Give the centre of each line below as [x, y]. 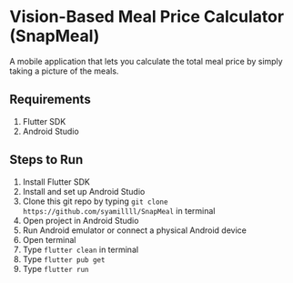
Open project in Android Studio [81, 220]
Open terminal [49, 239]
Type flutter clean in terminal [81, 249]
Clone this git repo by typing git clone [95, 201]
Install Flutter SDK [56, 182]
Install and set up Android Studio [84, 191]
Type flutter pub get [64, 259]
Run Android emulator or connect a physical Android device [135, 230]
